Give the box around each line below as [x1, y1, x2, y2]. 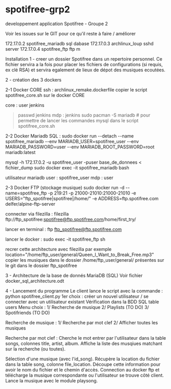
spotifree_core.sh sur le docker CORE [5, 92, 85, 98]
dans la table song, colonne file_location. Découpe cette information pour [5, 361, 161, 367]
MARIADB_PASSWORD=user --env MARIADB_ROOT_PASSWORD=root [5, 144, 155, 150]
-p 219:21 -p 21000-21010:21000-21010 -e [48, 190, 137, 196]
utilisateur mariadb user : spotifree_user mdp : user [5, 174, 113, 181]
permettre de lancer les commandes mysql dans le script [17, 117, 139, 124]
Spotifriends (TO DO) [5, 309, 50, 316]
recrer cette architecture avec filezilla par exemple [5, 246, 112, 252]
